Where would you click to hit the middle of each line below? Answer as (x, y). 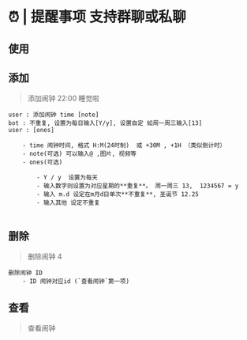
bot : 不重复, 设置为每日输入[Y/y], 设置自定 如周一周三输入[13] (105, 123)
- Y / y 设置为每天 (67, 178)
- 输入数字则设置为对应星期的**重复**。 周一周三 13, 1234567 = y (138, 186)
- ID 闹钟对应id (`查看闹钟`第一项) (76, 281)
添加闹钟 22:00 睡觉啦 (64, 98)
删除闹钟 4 (45, 257)
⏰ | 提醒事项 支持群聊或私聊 (97, 17)
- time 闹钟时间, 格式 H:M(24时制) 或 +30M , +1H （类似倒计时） (124, 145)
